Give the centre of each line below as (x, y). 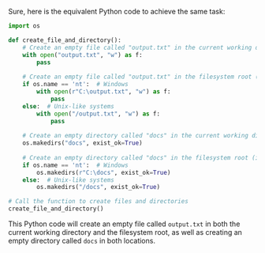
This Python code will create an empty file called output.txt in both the (124, 224)
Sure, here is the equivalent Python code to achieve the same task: (117, 11)
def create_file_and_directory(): (65, 40)
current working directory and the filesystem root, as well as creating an (125, 232)
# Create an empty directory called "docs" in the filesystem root (135, 157)
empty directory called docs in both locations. (82, 241)
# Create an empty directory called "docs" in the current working (135, 136)
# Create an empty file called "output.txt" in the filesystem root (137, 77)
